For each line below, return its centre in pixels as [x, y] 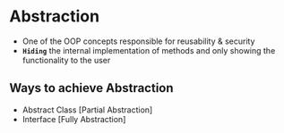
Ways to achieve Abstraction [91, 88]
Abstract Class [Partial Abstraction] [87, 110]
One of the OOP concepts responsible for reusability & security [138, 41]
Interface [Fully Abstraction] [74, 119]
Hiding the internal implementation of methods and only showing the [149, 50]
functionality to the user [66, 60]
